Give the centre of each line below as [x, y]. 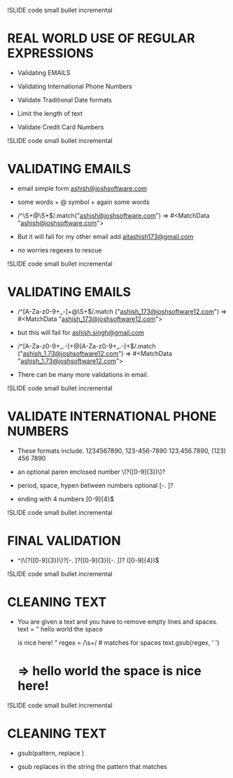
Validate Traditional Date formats [64, 100]
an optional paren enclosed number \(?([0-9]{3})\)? [91, 472]
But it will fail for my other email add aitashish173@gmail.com [105, 236]
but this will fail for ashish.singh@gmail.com [81, 332]
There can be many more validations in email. [83, 374]
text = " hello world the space [60, 629]
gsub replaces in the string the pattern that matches [92, 766]
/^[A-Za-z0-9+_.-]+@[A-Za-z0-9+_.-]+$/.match [86, 346]
